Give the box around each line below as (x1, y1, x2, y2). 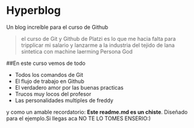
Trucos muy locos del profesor (14, 90, 92, 97)
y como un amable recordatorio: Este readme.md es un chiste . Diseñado (6, 108, 188, 115)
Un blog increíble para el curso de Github (6, 23, 108, 31)
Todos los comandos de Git (14, 71, 83, 78)
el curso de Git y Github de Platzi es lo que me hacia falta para (20, 35, 176, 42)
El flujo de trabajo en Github (14, 78, 84, 85)
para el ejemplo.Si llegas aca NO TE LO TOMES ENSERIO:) (6, 115, 151, 122)
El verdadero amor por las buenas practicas (14, 84, 124, 91)
